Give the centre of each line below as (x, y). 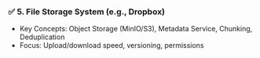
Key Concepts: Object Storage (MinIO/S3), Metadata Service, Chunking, (136, 29)
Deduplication (42, 37)
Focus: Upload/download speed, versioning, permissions (112, 45)
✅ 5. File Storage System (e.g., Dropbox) (87, 12)
